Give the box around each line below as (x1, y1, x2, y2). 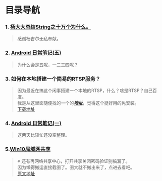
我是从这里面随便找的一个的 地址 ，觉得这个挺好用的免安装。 (17, 100, 139, 106)
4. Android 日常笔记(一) (5, 120, 62, 127)
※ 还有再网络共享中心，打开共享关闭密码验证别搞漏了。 (17, 158, 130, 164)
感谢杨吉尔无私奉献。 (17, 36, 61, 42)
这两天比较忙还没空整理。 (17, 132, 70, 138)
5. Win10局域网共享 (5, 146, 51, 153)
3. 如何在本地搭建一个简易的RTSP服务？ (5, 75, 101, 82)
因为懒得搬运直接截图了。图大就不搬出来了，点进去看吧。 (17, 164, 135, 170)
